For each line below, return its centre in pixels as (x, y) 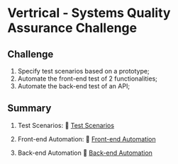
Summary (29, 109)
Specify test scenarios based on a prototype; (84, 71)
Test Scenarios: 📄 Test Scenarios (66, 125)
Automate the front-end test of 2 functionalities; (88, 78)
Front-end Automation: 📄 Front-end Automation (87, 139)
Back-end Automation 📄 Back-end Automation (85, 153)
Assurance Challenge (72, 28)
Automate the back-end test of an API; (73, 86)
